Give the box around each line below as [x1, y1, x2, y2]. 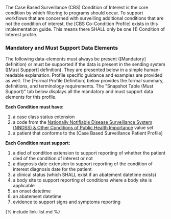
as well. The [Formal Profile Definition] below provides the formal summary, [5, 78, 164, 84]
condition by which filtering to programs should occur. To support [5, 10, 143, 16]
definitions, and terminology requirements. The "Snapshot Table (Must [5, 83, 154, 89]
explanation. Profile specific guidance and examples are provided [25, 72, 163, 78]
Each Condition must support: [5, 140, 70, 146]
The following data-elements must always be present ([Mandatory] [5, 56, 146, 62]
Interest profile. [5, 32, 37, 37]
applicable [12, 183, 35, 189]
